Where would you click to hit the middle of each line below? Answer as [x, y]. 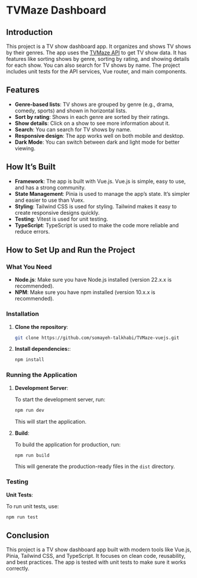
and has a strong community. [50, 188]
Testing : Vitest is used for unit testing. [61, 219]
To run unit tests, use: [33, 506]
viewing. [25, 148]
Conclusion [28, 535]
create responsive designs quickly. [57, 212]
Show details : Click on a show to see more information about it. [92, 123]
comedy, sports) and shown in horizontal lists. [71, 111]
